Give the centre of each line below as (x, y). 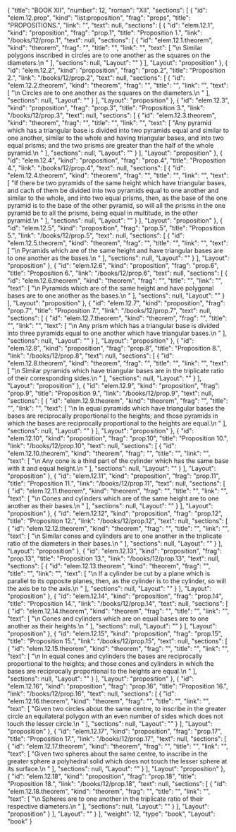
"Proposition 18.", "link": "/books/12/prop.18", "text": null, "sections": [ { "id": (117, 784)
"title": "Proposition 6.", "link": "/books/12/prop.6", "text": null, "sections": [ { (117, 273)
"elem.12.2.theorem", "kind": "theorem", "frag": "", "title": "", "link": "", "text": (118, 85)
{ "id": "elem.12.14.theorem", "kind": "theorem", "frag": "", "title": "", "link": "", (118, 611)
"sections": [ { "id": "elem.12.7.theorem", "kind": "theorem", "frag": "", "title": (117, 318)
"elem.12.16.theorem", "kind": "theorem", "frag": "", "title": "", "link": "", (109, 701)
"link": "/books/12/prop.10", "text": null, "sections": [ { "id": (92, 446)
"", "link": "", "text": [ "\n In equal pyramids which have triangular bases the (116, 408)
